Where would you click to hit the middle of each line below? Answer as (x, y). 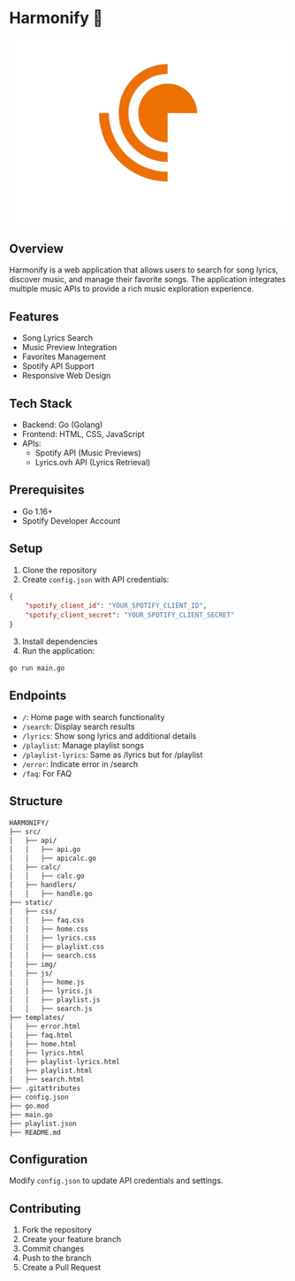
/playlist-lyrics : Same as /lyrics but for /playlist (112, 755)
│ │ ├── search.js (51, 1009)
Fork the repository (57, 1230)
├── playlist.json (43, 1124)
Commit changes (53, 1249)
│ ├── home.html (43, 1044)
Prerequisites (47, 490)
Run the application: (58, 651)
